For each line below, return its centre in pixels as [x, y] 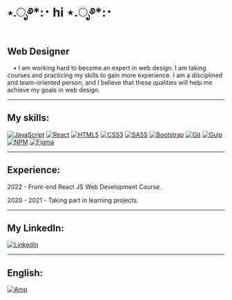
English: [25, 273]
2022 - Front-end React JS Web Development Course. [85, 187]
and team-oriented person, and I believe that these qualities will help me [110, 82]
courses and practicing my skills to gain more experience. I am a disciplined [115, 75]
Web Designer [38, 51]
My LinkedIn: [36, 229]
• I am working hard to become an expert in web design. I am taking [110, 68]
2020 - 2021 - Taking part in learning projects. [73, 200]
